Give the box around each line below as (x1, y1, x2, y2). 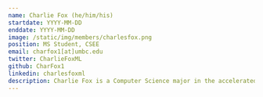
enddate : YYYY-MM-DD (8, 26, 76, 34)
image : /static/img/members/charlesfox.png (8, 33, 153, 41)
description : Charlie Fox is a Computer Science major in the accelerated (8, 77, 258, 84)
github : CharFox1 (8, 63, 65, 70)
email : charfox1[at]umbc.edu (8, 48, 103, 56)
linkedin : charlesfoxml (8, 70, 86, 77)
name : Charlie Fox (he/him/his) (8, 11, 113, 20)
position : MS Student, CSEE (8, 41, 100, 48)
